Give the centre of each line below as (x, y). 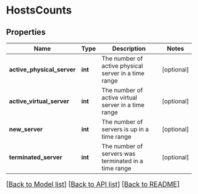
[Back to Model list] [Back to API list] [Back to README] (93, 185)
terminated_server (36, 157)
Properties (26, 32)
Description (129, 49)
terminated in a (122, 161)
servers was (118, 154)
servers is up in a (125, 129)
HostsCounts (39, 10)
